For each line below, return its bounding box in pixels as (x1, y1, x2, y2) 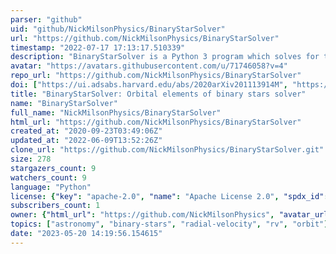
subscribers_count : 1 (10, 201, 101, 211)
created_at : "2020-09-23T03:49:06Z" (10, 126, 163, 136)
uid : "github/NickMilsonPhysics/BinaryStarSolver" (10, 24, 226, 34)
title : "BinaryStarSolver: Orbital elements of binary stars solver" (10, 89, 307, 99)
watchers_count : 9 (10, 172, 87, 183)
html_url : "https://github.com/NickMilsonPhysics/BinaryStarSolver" (10, 117, 302, 127)
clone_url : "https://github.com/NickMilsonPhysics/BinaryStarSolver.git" (10, 145, 325, 155)
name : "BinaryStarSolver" (10, 98, 118, 108)
